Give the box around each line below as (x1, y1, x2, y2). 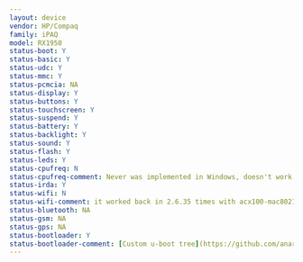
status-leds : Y (9, 155, 67, 165)
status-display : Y (9, 88, 78, 97)
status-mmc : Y (9, 72, 63, 81)
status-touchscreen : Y (9, 105, 95, 114)
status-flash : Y (9, 147, 70, 156)
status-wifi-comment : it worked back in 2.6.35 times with (9, 197, 236, 207)
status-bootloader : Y (9, 230, 91, 239)
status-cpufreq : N (9, 164, 78, 173)
